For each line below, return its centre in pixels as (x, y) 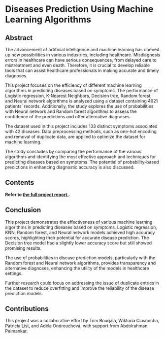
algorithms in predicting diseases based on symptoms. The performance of (82, 90)
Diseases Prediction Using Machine (79, 9)
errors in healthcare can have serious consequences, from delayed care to (81, 60)
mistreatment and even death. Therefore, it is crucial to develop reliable (78, 65)
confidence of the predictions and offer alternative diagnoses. (68, 117)
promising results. (23, 248)
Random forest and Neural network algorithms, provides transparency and (81, 263)
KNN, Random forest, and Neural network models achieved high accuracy (80, 232)
